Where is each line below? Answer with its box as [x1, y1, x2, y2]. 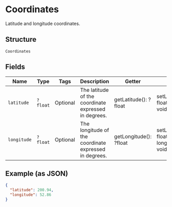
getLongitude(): [114, 133, 152, 140]
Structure [5, 35, 37, 44]
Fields [5, 63, 26, 71]
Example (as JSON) [5, 169, 68, 178]
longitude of [80, 126, 109, 134]
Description [80, 77, 110, 85]
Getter [124, 77, 141, 85]
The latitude [80, 86, 109, 93]
